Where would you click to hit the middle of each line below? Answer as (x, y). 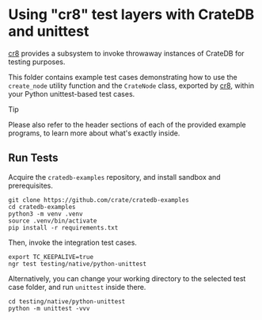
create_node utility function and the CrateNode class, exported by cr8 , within (131, 86)
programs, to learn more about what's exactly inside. (94, 133)
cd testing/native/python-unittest (67, 301)
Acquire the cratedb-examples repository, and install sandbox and (114, 177)
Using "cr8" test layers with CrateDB (131, 15)
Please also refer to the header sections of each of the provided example (127, 124)
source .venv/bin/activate (53, 221)
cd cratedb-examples (42, 207)
